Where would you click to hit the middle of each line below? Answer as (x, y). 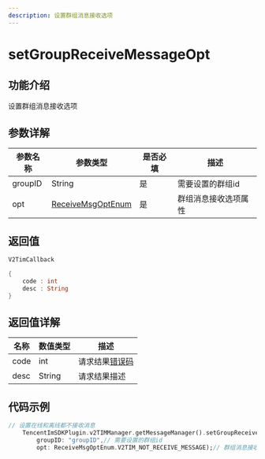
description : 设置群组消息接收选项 (60, 15)
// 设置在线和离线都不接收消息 (52, 426)
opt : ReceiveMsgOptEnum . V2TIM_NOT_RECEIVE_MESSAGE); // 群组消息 (142, 447)
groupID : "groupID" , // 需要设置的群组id (100, 440)
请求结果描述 (102, 376)
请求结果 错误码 (106, 361)
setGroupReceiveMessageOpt (109, 54)
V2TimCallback (32, 260)
